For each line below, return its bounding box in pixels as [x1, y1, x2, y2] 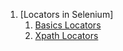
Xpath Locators [34, 30, 99, 41]
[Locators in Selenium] [19, 9, 114, 20]
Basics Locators [34, 19, 102, 31]
